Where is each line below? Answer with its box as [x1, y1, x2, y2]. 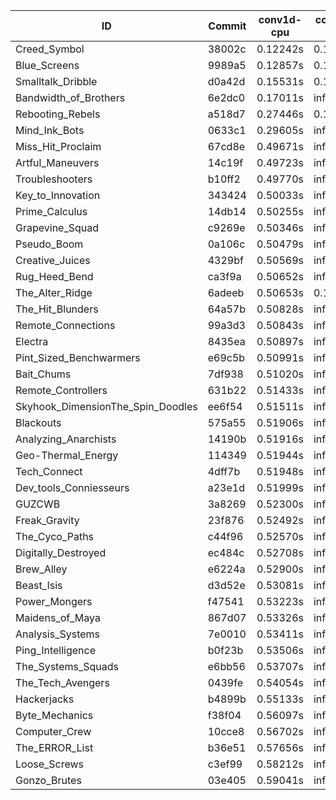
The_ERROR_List [15, 741, 94, 754]
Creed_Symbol [15, 42, 85, 56]
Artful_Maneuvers [15, 156, 100, 169]
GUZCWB [15, 497, 61, 511]
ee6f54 [207, 400, 243, 413]
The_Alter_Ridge [15, 286, 93, 299]
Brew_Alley [15, 562, 68, 576]
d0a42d [207, 75, 246, 88]
